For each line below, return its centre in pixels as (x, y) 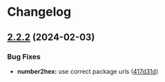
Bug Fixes (24, 57)
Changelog (39, 12)
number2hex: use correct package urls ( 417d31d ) (88, 71)
